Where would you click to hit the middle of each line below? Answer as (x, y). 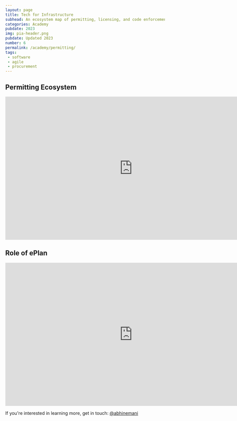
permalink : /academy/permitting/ (41, 48)
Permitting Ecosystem (41, 87)
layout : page (19, 10)
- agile (15, 62)
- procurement (22, 66)
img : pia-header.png (27, 33)
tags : (11, 52)
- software (19, 57)
